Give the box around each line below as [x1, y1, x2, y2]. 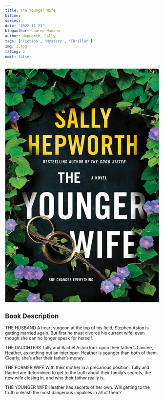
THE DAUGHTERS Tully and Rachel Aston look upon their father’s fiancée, [5, 345, 153, 351]
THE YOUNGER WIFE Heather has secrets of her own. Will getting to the [5, 384, 150, 390]
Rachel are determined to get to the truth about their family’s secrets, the [5, 370, 151, 376]
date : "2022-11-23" [5, 23, 45, 28]
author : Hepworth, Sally [5, 34, 56, 39]
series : [5, 18, 21, 23]
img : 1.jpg [5, 44, 27, 49]
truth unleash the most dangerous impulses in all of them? [5, 390, 122, 396]
